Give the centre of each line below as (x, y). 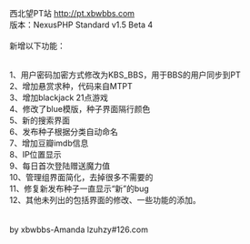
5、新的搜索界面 (40, 120)
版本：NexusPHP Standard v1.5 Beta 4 (81, 25)
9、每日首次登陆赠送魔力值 (60, 166)
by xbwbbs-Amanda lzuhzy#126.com (79, 229)
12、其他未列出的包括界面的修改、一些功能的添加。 (105, 200)
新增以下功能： (37, 46)
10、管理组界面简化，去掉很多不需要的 (81, 177)
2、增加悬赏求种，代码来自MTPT (71, 86)
